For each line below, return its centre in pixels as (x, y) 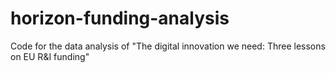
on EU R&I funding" (50, 56)
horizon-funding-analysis (120, 18)
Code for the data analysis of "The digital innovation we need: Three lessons (168, 46)
